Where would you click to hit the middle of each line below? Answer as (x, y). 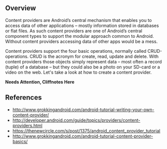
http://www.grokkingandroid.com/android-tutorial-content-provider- (83, 136)
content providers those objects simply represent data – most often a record (83, 61)
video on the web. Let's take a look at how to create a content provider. (78, 72)
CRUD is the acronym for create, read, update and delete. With (94, 56)
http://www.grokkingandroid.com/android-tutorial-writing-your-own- (83, 110)
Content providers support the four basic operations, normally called (76, 51)
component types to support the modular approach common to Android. (79, 36)
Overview (21, 8)
